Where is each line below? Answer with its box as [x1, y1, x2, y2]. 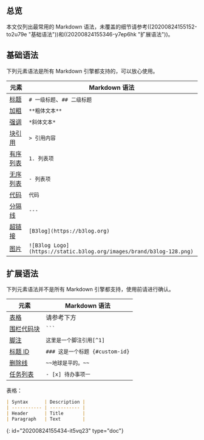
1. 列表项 [29, 155, 54, 162]
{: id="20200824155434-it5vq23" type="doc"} [6, 427, 124, 434]
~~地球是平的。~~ [46, 360, 90, 367]
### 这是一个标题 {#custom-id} [46, 348, 130, 355]
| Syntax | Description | [6, 399, 86, 405]
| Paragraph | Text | [6, 416, 86, 422]
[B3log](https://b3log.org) [29, 227, 110, 234]
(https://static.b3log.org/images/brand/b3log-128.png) [29, 248, 194, 255]
